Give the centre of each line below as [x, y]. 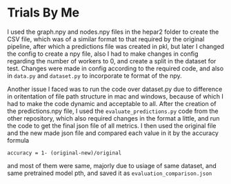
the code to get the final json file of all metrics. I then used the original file [112, 125]
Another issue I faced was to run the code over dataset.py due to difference [115, 89]
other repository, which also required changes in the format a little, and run [113, 118]
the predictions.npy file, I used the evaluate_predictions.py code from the [113, 111]
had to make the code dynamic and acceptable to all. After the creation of [112, 103]
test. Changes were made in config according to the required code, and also [115, 68]
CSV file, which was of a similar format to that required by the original [106, 39]
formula [18, 140]
